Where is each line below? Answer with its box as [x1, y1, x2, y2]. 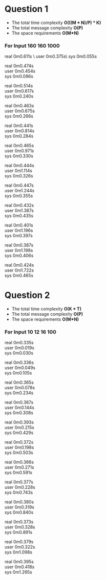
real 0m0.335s [4, 340, 34, 346]
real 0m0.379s [4, 539, 34, 545]
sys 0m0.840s [4, 509, 34, 515]
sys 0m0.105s [4, 370, 32, 376]
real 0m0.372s [4, 439, 34, 445]
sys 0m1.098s [4, 549, 33, 555]
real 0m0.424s [4, 262, 34, 268]
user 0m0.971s [4, 148, 34, 154]
